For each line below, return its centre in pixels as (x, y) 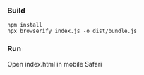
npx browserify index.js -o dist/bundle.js (72, 31)
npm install (25, 25)
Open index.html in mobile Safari (55, 64)
